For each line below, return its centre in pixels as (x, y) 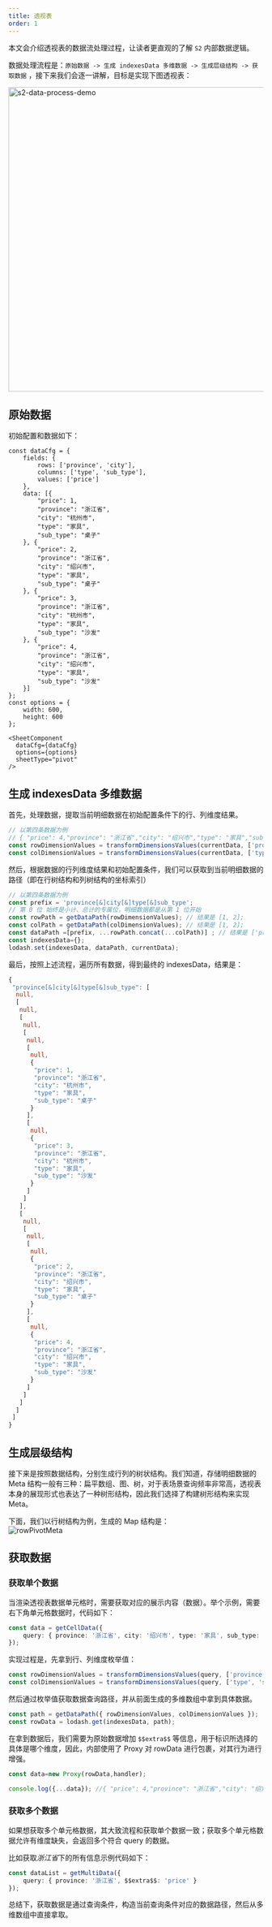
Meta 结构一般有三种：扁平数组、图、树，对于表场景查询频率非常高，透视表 (135, 1484)
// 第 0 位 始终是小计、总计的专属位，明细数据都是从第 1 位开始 (105, 910)
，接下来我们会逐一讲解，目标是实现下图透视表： (110, 75)
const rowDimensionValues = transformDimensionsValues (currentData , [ (130, 845)
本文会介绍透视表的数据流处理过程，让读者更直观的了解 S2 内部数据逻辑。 (131, 48)
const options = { (39, 703)
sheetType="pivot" (47, 760)
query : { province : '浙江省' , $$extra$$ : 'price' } (110, 1881)
